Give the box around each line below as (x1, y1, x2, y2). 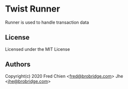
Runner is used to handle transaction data (5, 19, 89, 25)
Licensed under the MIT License (5, 46, 70, 52)
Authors (5, 60, 31, 69)
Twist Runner (5, 3, 60, 15)
